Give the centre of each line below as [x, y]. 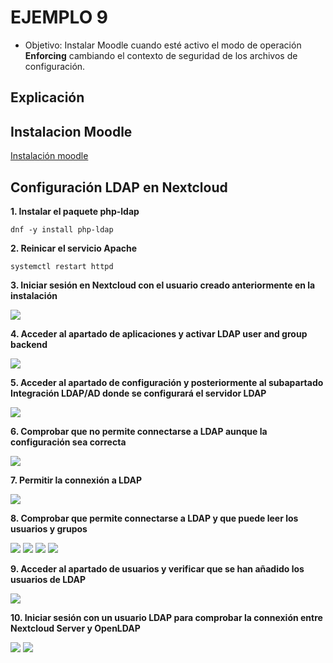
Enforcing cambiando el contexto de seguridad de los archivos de [161, 55]
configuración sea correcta [68, 442]
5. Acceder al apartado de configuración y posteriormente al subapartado [167, 382]
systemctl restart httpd [62, 266]
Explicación [47, 97]
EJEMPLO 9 [59, 17]
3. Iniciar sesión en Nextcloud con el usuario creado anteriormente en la [163, 285]
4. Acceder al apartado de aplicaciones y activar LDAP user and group [159, 333]
